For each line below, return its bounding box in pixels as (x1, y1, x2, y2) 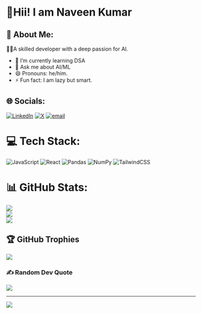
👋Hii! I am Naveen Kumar (6, 5, 132, 19)
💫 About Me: (6, 29, 54, 40)
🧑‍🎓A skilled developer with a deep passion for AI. (6, 45, 128, 52)
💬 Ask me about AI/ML (14, 63, 71, 70)
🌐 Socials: (6, 96, 46, 106)
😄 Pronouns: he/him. (14, 70, 68, 77)
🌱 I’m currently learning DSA (14, 57, 85, 64)
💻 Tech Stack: (6, 135, 81, 148)
